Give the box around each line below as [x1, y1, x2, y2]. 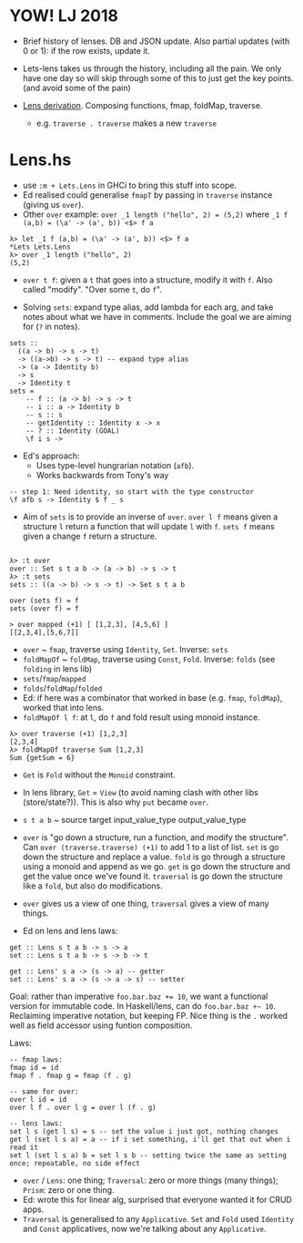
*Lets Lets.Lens [9, 242, 71, 252]
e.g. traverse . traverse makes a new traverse [35, 118, 217, 128]
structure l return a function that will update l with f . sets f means [22, 520, 275, 531]
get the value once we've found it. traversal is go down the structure [22, 870, 284, 881]
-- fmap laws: [9, 1054, 64, 1064]
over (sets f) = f [9, 596, 79, 605]
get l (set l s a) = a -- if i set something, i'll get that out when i [9, 1135, 291, 1144]
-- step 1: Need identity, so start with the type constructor [9, 487, 255, 497]
